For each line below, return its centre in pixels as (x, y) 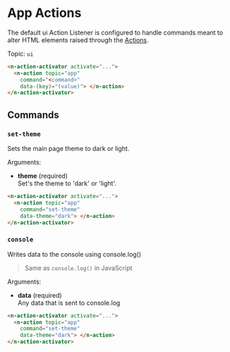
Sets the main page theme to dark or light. (68, 148)
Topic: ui (20, 54)
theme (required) (43, 176)
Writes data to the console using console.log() (74, 254)
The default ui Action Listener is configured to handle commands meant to (115, 32)
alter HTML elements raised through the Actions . (78, 40)
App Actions (44, 13)
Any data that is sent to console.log (69, 303)
